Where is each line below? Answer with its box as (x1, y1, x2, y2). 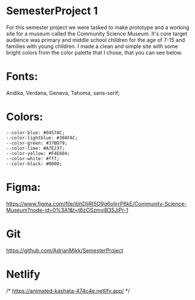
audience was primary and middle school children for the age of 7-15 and (6, 36, 186, 43)
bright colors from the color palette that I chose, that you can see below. (6, 49, 183, 56)
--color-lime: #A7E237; (6, 145, 65, 151)
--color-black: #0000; (6, 161, 62, 167)
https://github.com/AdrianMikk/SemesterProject (6, 247, 123, 254)
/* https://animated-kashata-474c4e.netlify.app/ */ (6, 287, 130, 294)
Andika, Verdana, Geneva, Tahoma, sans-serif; (6, 89, 120, 96)
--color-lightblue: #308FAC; (6, 135, 78, 141)
